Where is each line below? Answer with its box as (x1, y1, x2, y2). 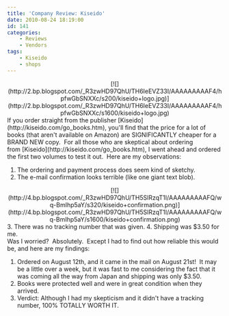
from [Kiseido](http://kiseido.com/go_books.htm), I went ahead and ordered (7, 145, 221, 153)
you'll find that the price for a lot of (108, 123, 206, 131)
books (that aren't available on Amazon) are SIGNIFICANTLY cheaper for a (7, 131, 217, 139)
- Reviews (19, 36, 48, 42)
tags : (7, 49, 23, 55)
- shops (19, 61, 41, 68)
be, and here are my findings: (7, 244, 90, 252)
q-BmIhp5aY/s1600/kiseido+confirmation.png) (49, 215, 180, 223)
